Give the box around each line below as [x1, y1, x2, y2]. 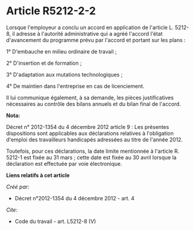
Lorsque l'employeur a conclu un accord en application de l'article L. [6, 24, 174, 31]
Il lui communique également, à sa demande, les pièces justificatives [6, 94, 174, 101]
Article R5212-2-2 [6, 4, 96, 18]
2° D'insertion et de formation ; [6, 59, 82, 67]
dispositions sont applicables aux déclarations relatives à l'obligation [6, 130, 174, 137]
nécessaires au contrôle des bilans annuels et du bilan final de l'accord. [6, 100, 181, 108]
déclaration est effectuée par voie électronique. [6, 160, 123, 167]
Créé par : [6, 183, 30, 190]
